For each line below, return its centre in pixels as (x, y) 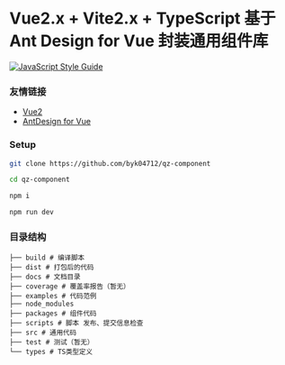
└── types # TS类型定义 (51, 352)
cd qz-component (40, 180)
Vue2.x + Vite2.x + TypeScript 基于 (142, 18)
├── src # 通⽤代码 (43, 333)
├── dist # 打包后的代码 (52, 268)
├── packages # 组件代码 (53, 314)
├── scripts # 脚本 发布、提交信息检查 (76, 324)
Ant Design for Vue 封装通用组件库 (139, 41)
